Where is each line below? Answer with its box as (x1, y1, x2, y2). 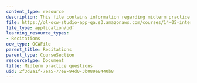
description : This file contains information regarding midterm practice (6, 14, 191, 20)
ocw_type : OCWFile (6, 41, 51, 47)
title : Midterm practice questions (6, 63, 93, 69)
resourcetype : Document (6, 57, 64, 63)
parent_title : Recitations (6, 47, 72, 53)
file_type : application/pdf (6, 25, 75, 31)
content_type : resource (6, 8, 64, 15)
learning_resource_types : (6, 30, 69, 36)
